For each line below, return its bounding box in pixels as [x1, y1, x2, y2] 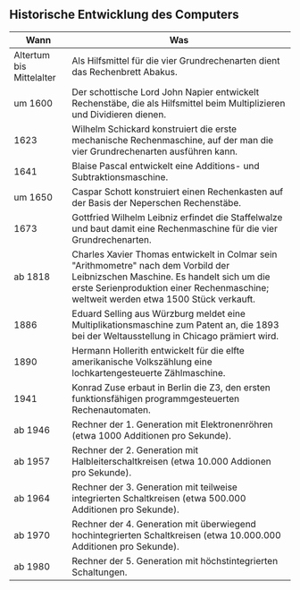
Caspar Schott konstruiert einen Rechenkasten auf [71, 185, 284, 198]
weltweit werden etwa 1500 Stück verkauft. [71, 293, 256, 305]
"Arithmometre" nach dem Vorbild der [71, 259, 230, 271]
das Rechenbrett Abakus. [71, 65, 178, 78]
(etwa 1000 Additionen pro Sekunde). [71, 429, 232, 441]
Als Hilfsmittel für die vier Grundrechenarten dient [71, 54, 280, 66]
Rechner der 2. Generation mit [71, 443, 199, 456]
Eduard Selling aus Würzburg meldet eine [71, 307, 246, 320]
